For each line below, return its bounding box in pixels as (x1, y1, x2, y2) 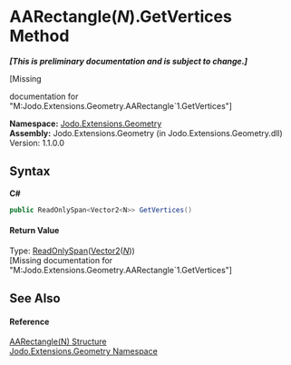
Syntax (9, 163, 51, 179)
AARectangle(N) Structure (9, 336, 107, 347)
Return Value (9, 225, 60, 236)
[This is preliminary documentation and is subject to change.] (9, 55, 247, 66)
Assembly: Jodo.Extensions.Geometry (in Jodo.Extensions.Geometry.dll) (9, 127, 283, 138)
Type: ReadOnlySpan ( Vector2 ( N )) (9, 245, 136, 256)
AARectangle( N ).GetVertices (9, 6, 233, 27)
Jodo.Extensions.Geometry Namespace (9, 346, 159, 357)
